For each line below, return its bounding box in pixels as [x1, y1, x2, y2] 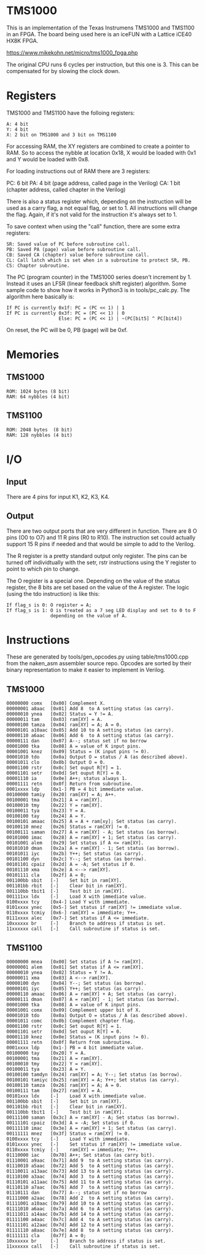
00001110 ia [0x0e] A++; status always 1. [6, 776, 128, 782]
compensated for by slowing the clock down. [6, 67, 120, 74]
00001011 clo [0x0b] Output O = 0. [6, 759, 106, 766]
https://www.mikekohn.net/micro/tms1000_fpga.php [6, 48, 138, 56]
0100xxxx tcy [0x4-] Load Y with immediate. [6, 899, 131, 905]
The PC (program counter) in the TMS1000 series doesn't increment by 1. [6, 273, 192, 280]
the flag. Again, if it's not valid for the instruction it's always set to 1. [6, 210, 177, 218]
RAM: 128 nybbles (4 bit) [6, 432, 72, 438]
